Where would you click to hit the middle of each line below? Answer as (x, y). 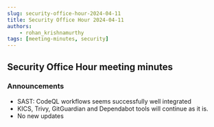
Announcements (36, 86)
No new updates (40, 116)
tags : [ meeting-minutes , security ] (58, 39)
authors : (20, 26)
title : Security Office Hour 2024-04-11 (66, 20)
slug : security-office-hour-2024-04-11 (64, 13)
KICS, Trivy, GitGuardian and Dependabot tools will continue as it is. (112, 108)
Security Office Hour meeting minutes (90, 67)
